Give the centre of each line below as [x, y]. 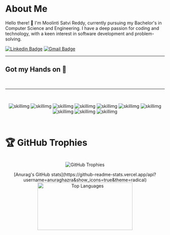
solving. [13, 39]
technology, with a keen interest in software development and [70, 33]
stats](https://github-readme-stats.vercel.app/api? [104, 174]
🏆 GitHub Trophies [46, 143]
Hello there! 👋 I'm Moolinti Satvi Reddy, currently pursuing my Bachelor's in [83, 23]
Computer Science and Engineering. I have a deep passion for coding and [82, 28]
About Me [26, 9]
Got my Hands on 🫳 [36, 70]
